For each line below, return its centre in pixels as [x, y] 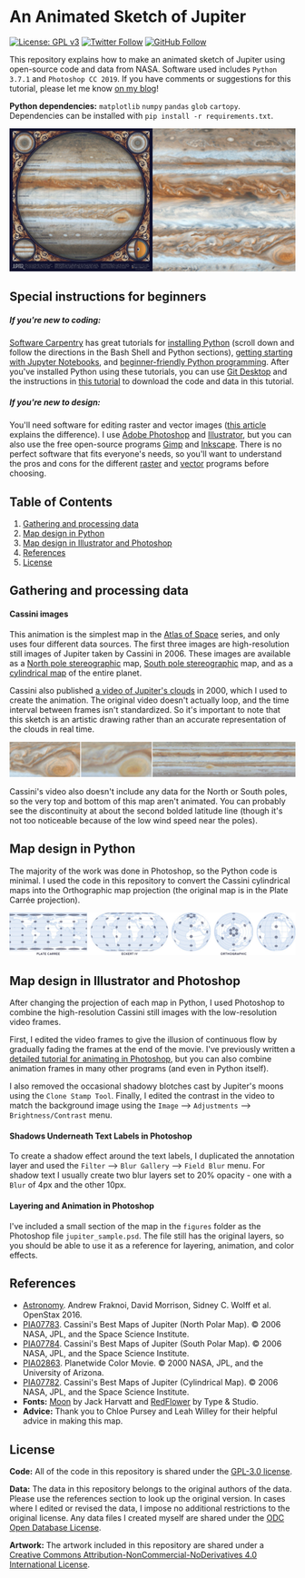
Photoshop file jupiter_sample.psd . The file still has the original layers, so [147, 1236]
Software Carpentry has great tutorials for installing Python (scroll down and [152, 343]
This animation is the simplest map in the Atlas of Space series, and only [145, 634]
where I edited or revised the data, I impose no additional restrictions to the [150, 1508]
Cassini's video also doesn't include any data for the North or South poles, [148, 791]
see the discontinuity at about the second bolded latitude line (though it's [146, 811]
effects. [24, 1255]
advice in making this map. [73, 1421]
